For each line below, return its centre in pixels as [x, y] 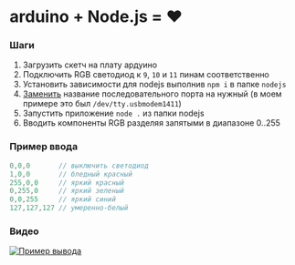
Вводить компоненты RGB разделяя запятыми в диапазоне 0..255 [152, 123]
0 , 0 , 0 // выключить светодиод [79, 166]
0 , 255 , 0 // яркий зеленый [67, 191]
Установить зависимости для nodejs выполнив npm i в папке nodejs [154, 85]
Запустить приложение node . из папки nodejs [113, 113]
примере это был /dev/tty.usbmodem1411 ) [102, 104]
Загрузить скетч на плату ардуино [90, 65]
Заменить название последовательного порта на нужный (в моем [152, 94]
